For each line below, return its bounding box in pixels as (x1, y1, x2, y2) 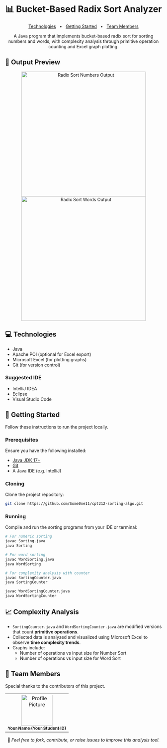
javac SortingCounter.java (5, 575, 61, 580)
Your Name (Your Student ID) (7, 725, 66, 731)
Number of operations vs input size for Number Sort (19, 650, 127, 656)
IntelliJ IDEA (12, 385, 37, 391)
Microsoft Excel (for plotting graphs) (12, 356, 87, 362)
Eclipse (12, 391, 28, 397)
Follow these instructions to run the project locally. (5, 424, 108, 430)
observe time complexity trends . (12, 639, 81, 645)
